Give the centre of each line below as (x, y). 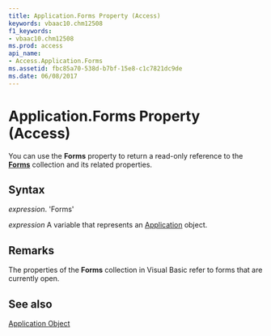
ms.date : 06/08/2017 (43, 76)
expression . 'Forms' (41, 209)
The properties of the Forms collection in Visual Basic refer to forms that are (135, 270)
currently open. (34, 279)
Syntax (27, 190)
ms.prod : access (36, 46)
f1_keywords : (30, 31)
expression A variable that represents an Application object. (108, 225)
